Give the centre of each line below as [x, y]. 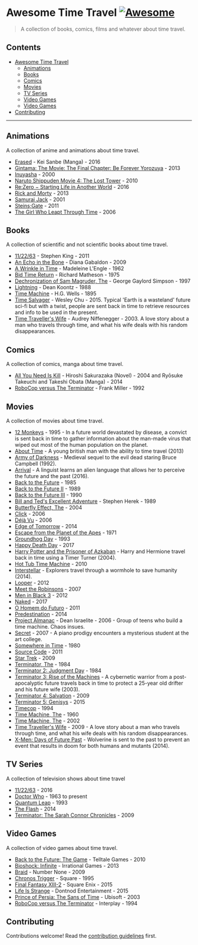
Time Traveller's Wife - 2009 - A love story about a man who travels [97, 727]
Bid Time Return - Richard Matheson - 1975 [67, 275]
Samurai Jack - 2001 [40, 199]
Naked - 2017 [31, 601]
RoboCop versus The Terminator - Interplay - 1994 [76, 903]
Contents [24, 48]
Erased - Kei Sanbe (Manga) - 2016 [57, 162]
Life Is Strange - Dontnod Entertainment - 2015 [71, 891]
